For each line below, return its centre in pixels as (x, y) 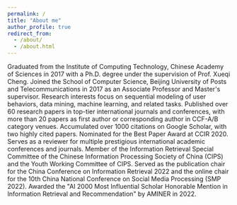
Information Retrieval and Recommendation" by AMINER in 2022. (102, 194)
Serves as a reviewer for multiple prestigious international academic (106, 141)
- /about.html (34, 46)
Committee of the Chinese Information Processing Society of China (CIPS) (116, 156)
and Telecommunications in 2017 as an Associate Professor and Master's (114, 89)
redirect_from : (30, 33)
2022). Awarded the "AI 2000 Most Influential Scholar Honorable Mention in (118, 186)
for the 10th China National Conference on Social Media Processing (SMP (114, 179)
